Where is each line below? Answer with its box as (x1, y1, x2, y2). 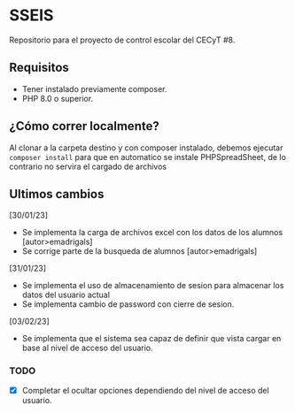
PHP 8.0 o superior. (21, 93, 94, 103)
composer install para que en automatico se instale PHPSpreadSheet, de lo (9, 151, 286, 162)
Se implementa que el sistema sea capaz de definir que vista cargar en (21, 333, 282, 344)
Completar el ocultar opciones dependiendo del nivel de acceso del (21, 385, 269, 395)
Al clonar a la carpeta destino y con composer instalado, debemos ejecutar (9, 142, 283, 153)
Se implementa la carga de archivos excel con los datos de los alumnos (21, 227, 283, 238)
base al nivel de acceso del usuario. (21, 342, 153, 354)
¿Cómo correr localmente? (9, 119, 159, 134)
